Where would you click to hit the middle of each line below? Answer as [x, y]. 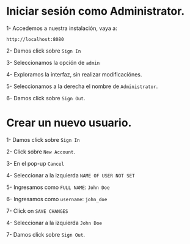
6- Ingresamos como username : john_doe [57, 199]
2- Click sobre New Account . [41, 152]
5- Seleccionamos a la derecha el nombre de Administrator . [82, 86]
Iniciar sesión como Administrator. [96, 11]
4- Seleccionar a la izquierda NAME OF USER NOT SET [71, 175]
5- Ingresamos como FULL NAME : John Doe [58, 187]
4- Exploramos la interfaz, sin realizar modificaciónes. [74, 74]
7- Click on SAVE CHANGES [37, 211]
